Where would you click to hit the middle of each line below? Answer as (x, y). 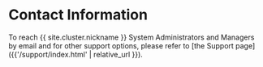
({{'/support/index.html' (48, 54)
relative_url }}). (118, 54)
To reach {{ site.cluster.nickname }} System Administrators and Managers (131, 37)
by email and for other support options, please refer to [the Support (121, 45)
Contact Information (78, 15)
